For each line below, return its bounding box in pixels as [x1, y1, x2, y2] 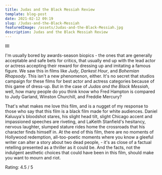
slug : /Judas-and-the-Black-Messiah [5, 20, 80, 26]
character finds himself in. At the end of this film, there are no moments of [5, 129, 154, 135]
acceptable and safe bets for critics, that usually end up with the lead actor [5, 58, 156, 63]
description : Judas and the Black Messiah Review [5, 30, 108, 35]
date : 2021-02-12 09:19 [5, 16, 54, 21]
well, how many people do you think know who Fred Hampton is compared [5, 88, 155, 94]
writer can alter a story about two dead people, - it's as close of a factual [5, 140, 152, 145]
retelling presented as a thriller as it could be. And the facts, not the [5, 144, 141, 150]
